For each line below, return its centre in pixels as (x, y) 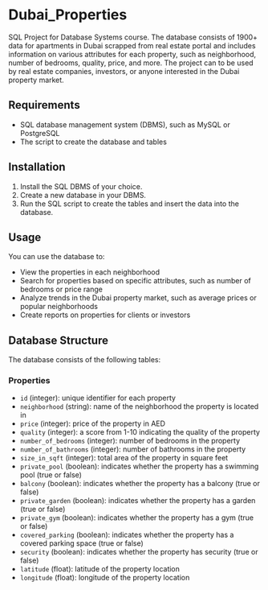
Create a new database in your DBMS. (83, 195)
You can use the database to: (57, 257)
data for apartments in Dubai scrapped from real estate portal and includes (132, 45)
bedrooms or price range (61, 289)
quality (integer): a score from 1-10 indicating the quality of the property (140, 432)
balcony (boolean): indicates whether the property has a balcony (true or (140, 484)
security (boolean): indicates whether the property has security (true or (139, 552)
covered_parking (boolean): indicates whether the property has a (127, 535)
